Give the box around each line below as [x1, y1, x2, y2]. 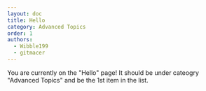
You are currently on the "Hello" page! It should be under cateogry [7, 68, 200, 77]
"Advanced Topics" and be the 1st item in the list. [7, 76, 149, 84]
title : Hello [7, 17, 46, 24]
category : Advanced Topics [7, 23, 86, 30]
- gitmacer [13, 50, 46, 57]
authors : [7, 36, 33, 43]
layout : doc [7, 10, 42, 17]
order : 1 [7, 29, 33, 37]
